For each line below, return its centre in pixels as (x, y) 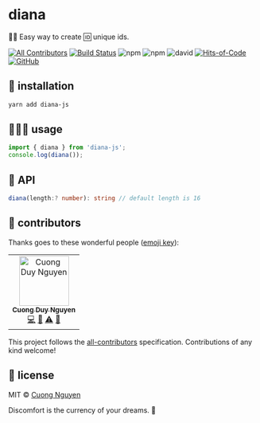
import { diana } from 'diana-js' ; (67, 148)
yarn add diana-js (39, 104)
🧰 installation (41, 86)
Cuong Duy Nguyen (44, 309)
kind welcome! (32, 350)
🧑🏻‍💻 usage (36, 129)
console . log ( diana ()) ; (46, 155)
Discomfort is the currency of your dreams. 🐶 (82, 410)
